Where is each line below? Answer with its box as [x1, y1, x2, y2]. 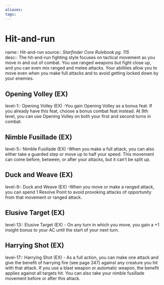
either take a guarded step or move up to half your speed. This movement [5, 151, 154, 157]
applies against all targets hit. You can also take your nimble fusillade [5, 270, 145, 276]
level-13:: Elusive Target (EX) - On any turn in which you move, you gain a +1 [5, 221, 160, 227]
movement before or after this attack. [5, 275, 81, 281]
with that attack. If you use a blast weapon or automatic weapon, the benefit [5, 265, 159, 271]
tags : [5, 12, 16, 17]
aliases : [5, 7, 23, 12]
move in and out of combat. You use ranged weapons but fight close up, [5, 60, 151, 66]
